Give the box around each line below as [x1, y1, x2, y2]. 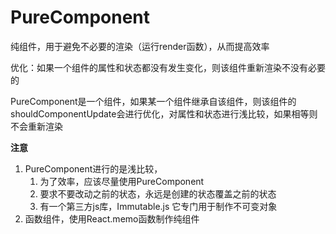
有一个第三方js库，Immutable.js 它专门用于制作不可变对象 [39, 200, 278, 212]
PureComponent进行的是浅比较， [24, 162, 163, 175]
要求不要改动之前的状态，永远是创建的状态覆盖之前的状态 [39, 187, 277, 200]
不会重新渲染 [10, 120, 63, 132]
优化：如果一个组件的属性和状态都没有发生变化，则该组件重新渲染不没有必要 [10, 61, 326, 73]
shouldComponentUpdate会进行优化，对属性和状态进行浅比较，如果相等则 [10, 107, 318, 120]
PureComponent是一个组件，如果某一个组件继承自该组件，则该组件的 [10, 95, 297, 107]
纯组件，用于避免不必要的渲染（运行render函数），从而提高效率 [10, 40, 270, 52]
